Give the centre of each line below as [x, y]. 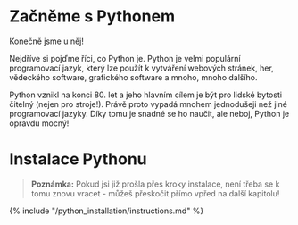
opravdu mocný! [39, 123]
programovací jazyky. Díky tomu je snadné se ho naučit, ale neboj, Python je [149, 113]
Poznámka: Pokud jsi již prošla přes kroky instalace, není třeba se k [155, 184]
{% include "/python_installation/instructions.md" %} [107, 211]
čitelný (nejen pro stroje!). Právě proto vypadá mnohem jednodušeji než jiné [149, 104]
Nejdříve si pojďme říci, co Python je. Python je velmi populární [125, 58]
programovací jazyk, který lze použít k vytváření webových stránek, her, [141, 68]
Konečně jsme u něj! [47, 41]
